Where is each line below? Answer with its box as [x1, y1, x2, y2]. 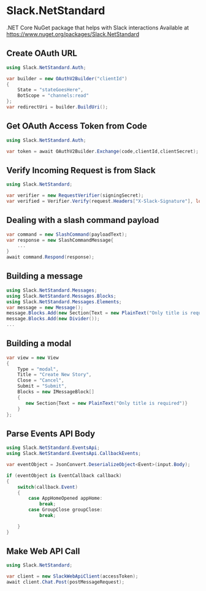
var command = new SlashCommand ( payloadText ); [6, 231, 128, 238]
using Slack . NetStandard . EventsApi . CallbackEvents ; [6, 451, 141, 457]
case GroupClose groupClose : [28, 506, 103, 513]
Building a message [6, 271, 83, 282]
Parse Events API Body [6, 428, 96, 439]
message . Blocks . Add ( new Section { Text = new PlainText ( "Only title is [6, 310, 188, 316]
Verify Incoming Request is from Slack [6, 165, 156, 175]
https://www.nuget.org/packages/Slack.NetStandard [6, 30, 140, 37]
